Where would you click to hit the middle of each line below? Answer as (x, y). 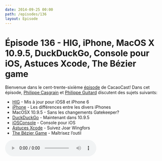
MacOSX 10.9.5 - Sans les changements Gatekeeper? (65, 112)
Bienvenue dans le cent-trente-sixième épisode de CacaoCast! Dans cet (77, 87)
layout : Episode (21, 19)
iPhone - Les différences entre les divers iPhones (61, 107)
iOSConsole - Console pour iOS (44, 123)
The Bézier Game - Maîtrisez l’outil (47, 133)
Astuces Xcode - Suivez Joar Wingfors (51, 128)
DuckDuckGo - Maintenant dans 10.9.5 (51, 118)
